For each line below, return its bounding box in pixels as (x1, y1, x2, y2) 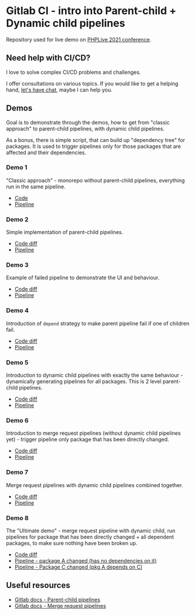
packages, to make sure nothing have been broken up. (6, 539, 138, 546)
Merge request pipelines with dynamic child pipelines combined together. (6, 481, 183, 488)
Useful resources (6, 580, 70, 590)
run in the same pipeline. (6, 183, 66, 190)
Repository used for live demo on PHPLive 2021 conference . (6, 36, 152, 43)
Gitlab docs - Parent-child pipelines (14, 596, 101, 603)
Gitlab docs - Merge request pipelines (14, 602, 107, 609)
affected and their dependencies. (6, 148, 87, 156)
